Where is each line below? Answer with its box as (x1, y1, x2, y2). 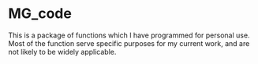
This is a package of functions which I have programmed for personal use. (8, 30, 250, 40)
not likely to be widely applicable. (8, 47, 117, 56)
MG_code (8, 5, 73, 23)
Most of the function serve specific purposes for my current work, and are (8, 38, 250, 48)
